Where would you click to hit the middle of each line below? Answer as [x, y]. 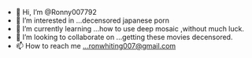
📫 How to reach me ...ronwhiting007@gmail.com [96, 46]
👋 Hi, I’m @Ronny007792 [56, 12]
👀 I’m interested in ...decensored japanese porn [93, 20]
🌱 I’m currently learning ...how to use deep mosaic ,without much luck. [130, 29]
